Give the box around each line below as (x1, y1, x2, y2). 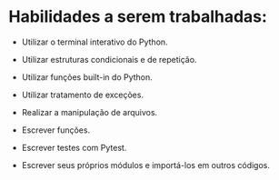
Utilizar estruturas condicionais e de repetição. (21, 54, 197, 65)
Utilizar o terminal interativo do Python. (21, 36, 169, 47)
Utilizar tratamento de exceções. (21, 89, 144, 100)
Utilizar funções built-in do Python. (21, 71, 154, 83)
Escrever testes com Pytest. (21, 142, 127, 153)
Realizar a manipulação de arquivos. (21, 106, 158, 117)
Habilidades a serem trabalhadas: (8, 6, 267, 27)
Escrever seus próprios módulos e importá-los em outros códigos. (21, 159, 270, 170)
